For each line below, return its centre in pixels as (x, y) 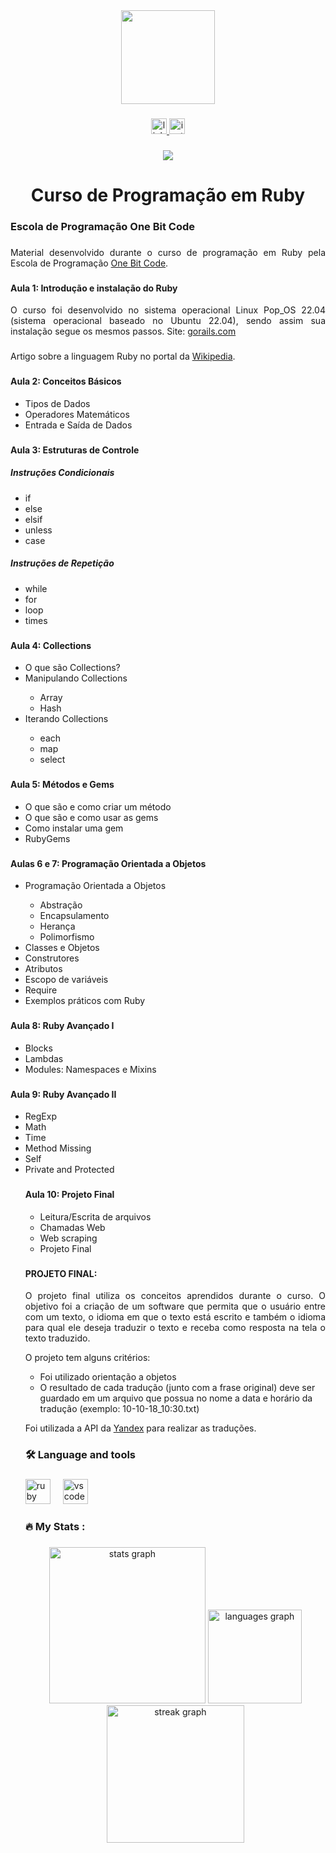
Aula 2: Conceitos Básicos (66, 381)
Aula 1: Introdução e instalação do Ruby (94, 288)
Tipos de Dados (57, 403)
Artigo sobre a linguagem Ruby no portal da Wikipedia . (123, 356)
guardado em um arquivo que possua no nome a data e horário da (176, 1398)
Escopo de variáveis (66, 980)
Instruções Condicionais (62, 473)
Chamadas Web (72, 1227)
